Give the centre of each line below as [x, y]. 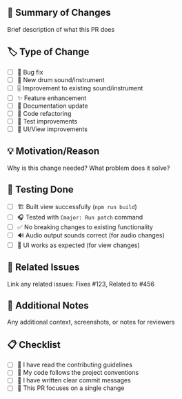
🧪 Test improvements [47, 121]
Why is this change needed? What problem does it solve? [89, 168]
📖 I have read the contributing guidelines [75, 365]
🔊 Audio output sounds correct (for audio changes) [91, 235]
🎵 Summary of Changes [59, 13]
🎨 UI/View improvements [52, 129]
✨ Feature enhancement [52, 98]
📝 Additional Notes [48, 305]
